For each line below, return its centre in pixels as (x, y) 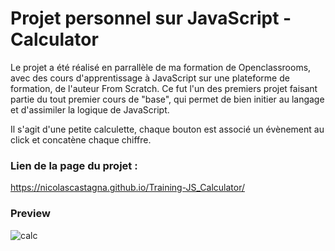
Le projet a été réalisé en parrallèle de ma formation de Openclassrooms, (161, 67)
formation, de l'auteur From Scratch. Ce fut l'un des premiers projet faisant (164, 88)
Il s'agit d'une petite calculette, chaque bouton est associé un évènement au (167, 129)
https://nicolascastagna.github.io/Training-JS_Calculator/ (127, 188)
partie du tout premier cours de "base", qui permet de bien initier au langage (167, 99)
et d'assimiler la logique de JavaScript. (90, 109)
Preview (30, 214)
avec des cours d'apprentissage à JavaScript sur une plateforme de (150, 78)
